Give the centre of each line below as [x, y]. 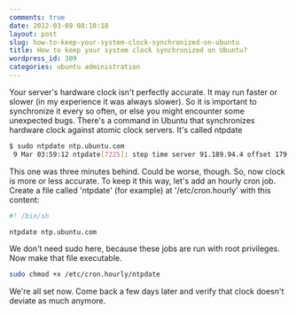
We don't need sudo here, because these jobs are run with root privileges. [145, 248]
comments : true [37, 17]
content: [24, 200]
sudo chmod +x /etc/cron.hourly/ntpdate [85, 275]
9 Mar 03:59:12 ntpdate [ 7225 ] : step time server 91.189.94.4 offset [142, 154]
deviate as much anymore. [58, 301]
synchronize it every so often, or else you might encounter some [127, 111]
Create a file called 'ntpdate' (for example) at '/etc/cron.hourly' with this [140, 190]
